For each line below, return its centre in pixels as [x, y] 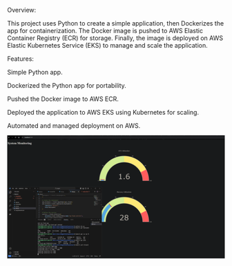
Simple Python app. [35, 72]
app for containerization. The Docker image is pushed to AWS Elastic [105, 31]
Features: [21, 59]
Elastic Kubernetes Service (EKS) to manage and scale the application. [108, 45]
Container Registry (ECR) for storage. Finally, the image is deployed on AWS [115, 38]
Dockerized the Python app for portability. [67, 85]
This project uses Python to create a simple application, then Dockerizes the [116, 23]
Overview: [22, 10]
